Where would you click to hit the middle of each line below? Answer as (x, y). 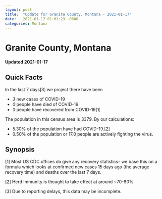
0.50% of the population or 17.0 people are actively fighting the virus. (83, 134)
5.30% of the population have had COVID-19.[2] (61, 129)
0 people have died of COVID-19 (45, 104)
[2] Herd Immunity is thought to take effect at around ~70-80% (69, 182)
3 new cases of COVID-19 (39, 99)
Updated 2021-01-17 (27, 62)
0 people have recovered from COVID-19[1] (56, 109)
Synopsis (20, 150)
